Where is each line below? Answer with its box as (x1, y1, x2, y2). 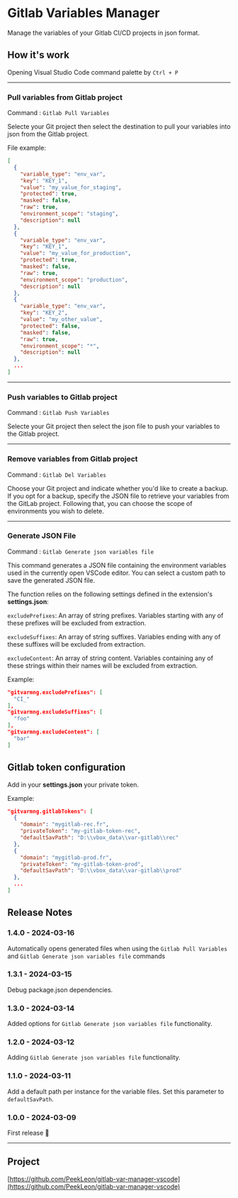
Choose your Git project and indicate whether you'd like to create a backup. (7, 484, 229, 492)
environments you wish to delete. (7, 507, 105, 515)
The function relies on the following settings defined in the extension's (7, 590, 213, 598)
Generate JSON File (7, 531, 76, 541)
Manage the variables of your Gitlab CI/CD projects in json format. (7, 28, 200, 37)
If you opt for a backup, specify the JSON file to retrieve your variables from (7, 492, 229, 500)
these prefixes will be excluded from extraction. (7, 618, 147, 627)
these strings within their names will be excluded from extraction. (7, 661, 198, 669)
